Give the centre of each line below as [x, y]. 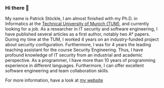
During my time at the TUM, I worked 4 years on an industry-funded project [82, 39]
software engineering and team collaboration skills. [57, 71]
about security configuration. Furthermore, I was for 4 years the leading [78, 45]
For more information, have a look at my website [54, 80]
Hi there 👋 [17, 8]
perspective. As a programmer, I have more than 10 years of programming [80, 60]
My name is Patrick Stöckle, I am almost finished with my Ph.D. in [71, 19]
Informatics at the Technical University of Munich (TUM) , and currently [77, 24]
